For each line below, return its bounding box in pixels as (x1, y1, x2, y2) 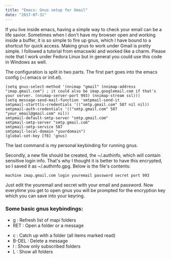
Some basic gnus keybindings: (5, 205, 83, 213)
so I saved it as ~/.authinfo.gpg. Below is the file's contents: (5, 163, 131, 169)
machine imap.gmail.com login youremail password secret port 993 (5, 173, 150, 178)
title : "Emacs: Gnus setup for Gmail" (5, 7, 88, 13)
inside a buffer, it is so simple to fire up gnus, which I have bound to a (5, 37, 152, 43)
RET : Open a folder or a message (12, 222, 84, 228)
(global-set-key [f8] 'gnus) (5, 133, 67, 138)
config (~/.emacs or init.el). (5, 74, 63, 80)
